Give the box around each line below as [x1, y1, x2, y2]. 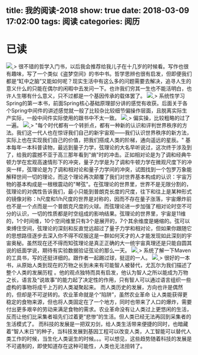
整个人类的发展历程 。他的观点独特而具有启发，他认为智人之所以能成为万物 [6, 269, 189, 276]
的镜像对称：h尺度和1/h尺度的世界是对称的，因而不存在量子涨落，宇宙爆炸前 [6, 195, 192, 203]
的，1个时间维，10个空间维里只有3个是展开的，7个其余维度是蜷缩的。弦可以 [6, 217, 190, 225]
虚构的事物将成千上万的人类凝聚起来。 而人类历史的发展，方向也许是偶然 [6, 284, 183, 291]
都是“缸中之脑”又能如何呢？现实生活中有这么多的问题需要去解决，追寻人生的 [6, 78, 192, 85]
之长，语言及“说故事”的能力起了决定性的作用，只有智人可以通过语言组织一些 [6, 276, 192, 284]
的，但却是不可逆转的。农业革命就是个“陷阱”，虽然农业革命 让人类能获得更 [6, 291, 188, 298]
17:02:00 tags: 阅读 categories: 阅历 [6, 16, 140, 26]
